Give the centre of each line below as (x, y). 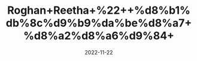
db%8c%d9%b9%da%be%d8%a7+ (99, 23)
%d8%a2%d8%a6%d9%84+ (99, 36)
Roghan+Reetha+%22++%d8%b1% (99, 10)
